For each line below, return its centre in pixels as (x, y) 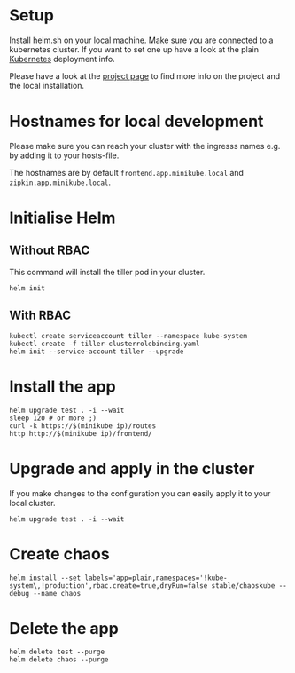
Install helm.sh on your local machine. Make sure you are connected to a (141, 40)
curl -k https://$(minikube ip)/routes (83, 426)
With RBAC (40, 316)
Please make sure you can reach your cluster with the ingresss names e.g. (145, 146)
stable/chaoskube (243, 586)
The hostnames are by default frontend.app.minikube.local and (126, 172)
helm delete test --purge (57, 652)
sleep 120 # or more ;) (53, 418)
